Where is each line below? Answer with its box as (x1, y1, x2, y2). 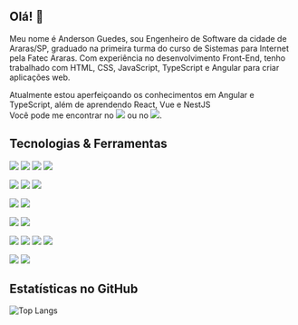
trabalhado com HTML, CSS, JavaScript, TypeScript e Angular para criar (9, 62, 280, 73)
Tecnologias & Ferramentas (9, 136, 168, 152)
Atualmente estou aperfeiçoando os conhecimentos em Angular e (9, 89, 255, 100)
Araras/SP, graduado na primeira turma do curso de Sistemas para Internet (9, 43, 290, 54)
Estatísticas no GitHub (9, 281, 139, 297)
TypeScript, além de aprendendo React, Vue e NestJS (9, 99, 211, 110)
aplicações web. (9, 72, 71, 83)
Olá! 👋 (9, 9, 43, 25)
